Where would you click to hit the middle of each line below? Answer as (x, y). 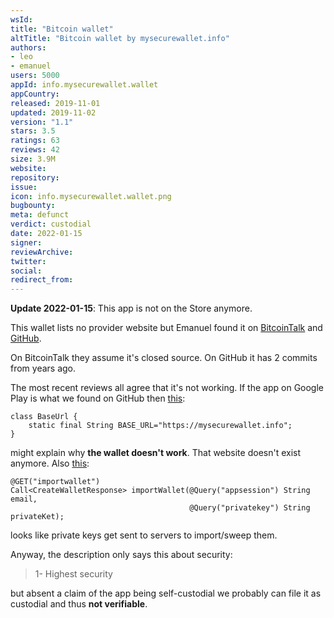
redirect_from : (42, 280)
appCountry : (35, 94)
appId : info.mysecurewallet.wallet (84, 85)
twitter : (28, 261)
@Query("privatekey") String (250, 508)
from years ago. (43, 368)
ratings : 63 (35, 141)
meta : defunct (40, 215)
